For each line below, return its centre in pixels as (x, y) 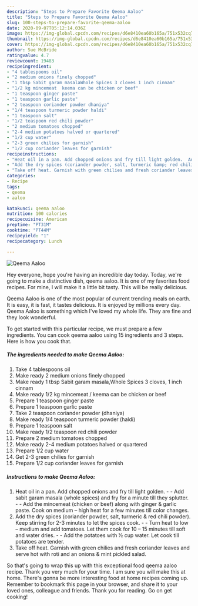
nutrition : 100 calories (37, 214)
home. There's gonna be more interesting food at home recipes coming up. (98, 578)
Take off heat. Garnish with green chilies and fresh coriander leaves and (103, 548)
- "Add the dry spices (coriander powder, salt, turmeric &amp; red (92, 165)
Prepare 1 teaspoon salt (44, 426)
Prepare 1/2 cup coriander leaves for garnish (69, 463)
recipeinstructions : (32, 154)
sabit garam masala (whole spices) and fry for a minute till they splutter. (102, 498)
